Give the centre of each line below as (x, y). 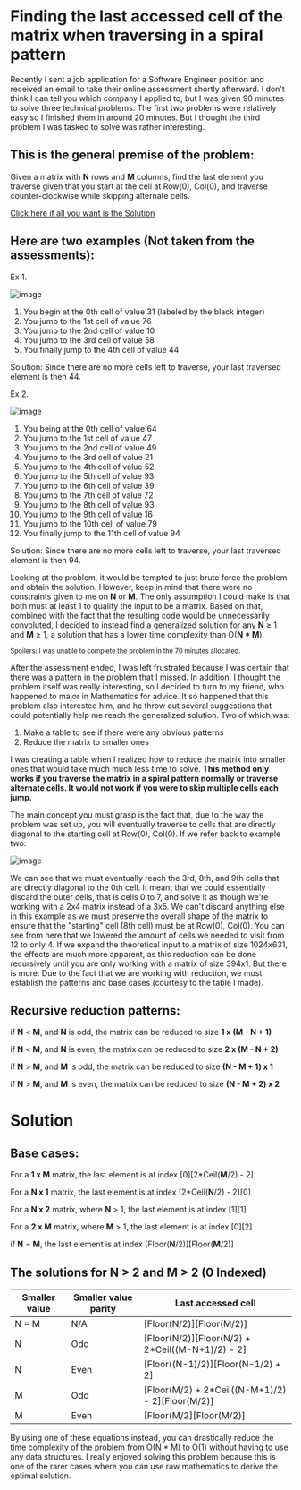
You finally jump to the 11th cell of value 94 (102, 533)
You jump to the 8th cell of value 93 (88, 504)
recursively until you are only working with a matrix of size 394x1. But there (148, 963)
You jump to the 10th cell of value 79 (90, 523)
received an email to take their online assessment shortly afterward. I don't (147, 89)
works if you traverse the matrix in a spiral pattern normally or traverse (144, 778)
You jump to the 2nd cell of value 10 (89, 330)
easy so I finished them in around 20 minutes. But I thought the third (135, 117)
